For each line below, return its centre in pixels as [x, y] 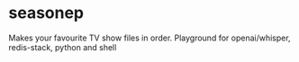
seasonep [46, 13]
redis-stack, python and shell [63, 47]
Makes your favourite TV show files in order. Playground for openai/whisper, [149, 38]
